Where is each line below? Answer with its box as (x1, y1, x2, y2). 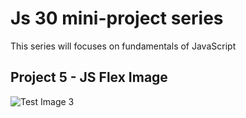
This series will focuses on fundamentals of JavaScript (10, 40, 237, 52)
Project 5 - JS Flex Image (10, 69, 168, 86)
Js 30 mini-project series (10, 7, 224, 30)
